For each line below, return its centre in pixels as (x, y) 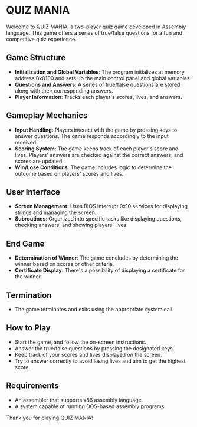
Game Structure (36, 58)
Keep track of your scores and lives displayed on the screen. (88, 354)
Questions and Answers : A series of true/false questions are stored (97, 84)
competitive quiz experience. (41, 39)
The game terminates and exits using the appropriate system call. (94, 309)
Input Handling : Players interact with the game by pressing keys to (96, 130)
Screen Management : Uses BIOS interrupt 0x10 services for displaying (101, 206)
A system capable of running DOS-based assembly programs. (90, 406)
